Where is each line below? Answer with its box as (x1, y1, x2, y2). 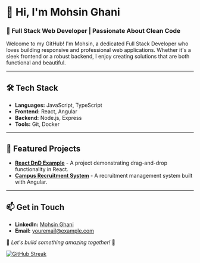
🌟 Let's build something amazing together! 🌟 (6, 239, 115, 246)
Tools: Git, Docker (14, 120, 60, 128)
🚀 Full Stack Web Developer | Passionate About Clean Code (6, 27, 181, 35)
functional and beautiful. (6, 59, 67, 66)
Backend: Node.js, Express (14, 115, 82, 122)
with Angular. (14, 178, 48, 185)
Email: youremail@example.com (14, 227, 94, 234)
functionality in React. (14, 166, 68, 173)
